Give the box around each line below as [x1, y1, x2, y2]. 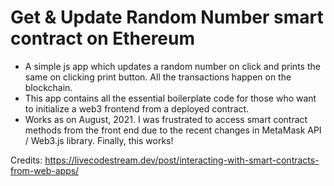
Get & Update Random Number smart [10, 6, 324, 29]
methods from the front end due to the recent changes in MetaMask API [24, 124, 322, 136]
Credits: [10, 154, 43, 166]
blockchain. [24, 81, 73, 93]
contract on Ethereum [10, 27, 196, 50]
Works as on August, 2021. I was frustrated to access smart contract [24, 113, 308, 125]
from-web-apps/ [10, 164, 80, 176]
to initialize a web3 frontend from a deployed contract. [24, 102, 250, 115]
